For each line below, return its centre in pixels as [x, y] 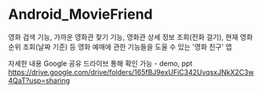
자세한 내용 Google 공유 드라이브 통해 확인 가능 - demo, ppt [100, 63]
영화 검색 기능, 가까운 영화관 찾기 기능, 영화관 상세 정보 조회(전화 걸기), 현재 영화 [131, 37]
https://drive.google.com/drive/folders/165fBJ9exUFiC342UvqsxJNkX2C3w [131, 72]
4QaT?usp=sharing [39, 80]
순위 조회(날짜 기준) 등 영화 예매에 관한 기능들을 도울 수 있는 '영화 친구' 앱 [120, 46]
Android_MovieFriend [80, 14]
